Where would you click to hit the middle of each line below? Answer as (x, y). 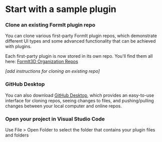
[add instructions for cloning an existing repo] (53, 71)
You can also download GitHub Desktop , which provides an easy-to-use (80, 95)
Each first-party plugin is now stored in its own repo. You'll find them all (79, 56)
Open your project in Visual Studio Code (55, 119)
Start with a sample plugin (61, 9)
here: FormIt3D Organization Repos (42, 62)
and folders (17, 135)
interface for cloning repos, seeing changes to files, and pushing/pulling (79, 100)
